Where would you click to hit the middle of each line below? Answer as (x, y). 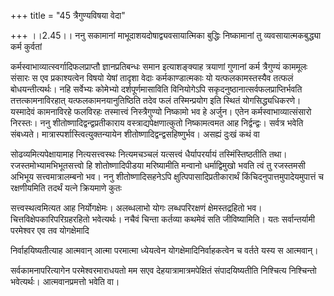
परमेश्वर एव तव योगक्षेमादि (50, 230)
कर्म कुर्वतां (26, 46)
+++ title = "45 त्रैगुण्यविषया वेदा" (68, 15)
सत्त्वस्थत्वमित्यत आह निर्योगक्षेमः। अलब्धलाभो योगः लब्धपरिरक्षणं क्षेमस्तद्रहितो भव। (136, 208)
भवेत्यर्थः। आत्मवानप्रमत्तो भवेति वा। (65, 281)
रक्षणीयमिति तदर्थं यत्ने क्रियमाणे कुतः (66, 188)
